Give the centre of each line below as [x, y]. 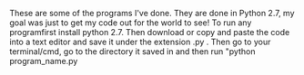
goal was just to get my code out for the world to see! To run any [131, 23]
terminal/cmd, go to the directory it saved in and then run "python [132, 52]
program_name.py [44, 61]
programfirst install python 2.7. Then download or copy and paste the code [150, 32]
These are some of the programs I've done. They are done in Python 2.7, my [152, 13]
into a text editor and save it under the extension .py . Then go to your [140, 42]
